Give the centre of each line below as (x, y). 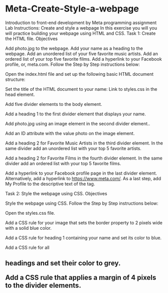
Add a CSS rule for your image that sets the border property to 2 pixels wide (84, 223)
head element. (20, 94)
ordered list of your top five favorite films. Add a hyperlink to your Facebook (83, 59)
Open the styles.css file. (30, 213)
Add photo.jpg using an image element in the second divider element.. (78, 123)
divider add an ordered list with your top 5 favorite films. (63, 163)
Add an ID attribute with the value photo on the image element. (70, 133)
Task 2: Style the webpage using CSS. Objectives (56, 193)
